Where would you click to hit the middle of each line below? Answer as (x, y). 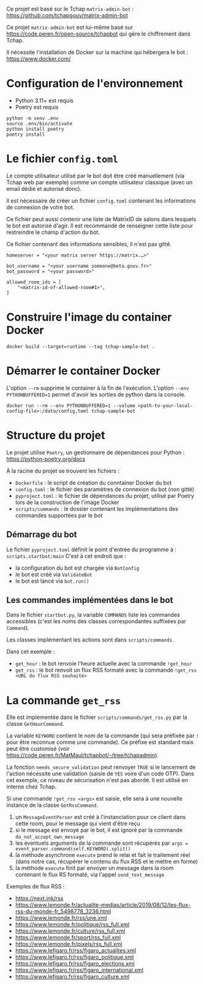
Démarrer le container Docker (83, 371)
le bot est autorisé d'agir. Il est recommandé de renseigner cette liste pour (100, 225)
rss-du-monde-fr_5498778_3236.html (63, 912)
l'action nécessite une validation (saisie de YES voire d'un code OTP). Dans (100, 774)
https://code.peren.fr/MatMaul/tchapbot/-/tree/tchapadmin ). (83, 755)
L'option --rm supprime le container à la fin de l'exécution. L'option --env (98, 388)
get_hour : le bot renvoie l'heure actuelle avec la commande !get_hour (104, 664)
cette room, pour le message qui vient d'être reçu (78, 824)
